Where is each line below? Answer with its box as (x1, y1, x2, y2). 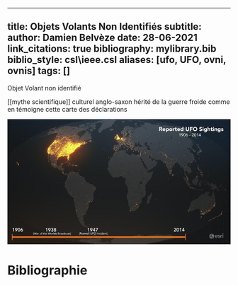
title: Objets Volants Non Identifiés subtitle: (7, 21, 202, 33)
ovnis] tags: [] (7, 65, 71, 77)
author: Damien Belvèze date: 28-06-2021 (7, 32, 198, 44)
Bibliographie (7, 262, 88, 279)
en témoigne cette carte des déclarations (7, 105, 127, 113)
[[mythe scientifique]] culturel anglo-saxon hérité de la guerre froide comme (7, 97, 230, 106)
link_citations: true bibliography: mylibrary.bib (7, 43, 217, 55)
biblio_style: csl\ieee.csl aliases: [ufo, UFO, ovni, (7, 54, 227, 66)
